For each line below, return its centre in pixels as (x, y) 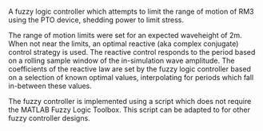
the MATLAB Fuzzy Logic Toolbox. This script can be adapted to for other (129, 110)
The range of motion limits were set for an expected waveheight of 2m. (125, 35)
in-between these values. (50, 86)
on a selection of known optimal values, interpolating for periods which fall (131, 77)
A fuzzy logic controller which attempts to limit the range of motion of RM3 (131, 12)
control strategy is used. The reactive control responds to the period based (132, 52)
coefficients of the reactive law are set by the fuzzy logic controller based (130, 69)
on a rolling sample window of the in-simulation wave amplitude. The (122, 60)
